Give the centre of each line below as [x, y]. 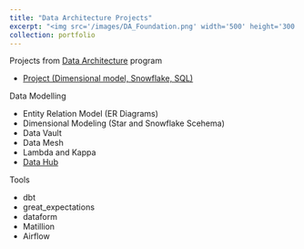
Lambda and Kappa [59, 152]
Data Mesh [43, 143]
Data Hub [41, 162]
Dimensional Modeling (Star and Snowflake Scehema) [123, 123]
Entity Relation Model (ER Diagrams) [91, 114]
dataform [40, 217]
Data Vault [42, 133]
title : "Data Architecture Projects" [81, 18]
